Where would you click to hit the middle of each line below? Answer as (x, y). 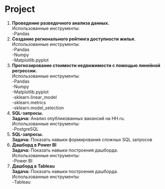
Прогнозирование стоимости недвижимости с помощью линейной (86, 65)
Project (20, 9)
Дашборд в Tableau (33, 166)
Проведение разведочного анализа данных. (61, 23)
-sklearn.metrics (29, 102)
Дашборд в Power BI (34, 145)
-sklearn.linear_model (34, 97)
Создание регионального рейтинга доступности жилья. (74, 39)
